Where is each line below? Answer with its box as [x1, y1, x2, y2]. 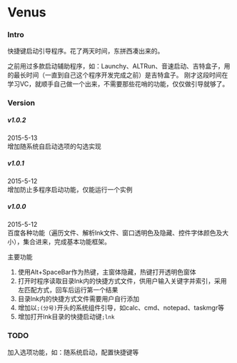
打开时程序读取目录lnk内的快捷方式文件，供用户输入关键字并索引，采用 [17, 277, 227, 285]
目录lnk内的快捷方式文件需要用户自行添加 [17, 295, 140, 303]
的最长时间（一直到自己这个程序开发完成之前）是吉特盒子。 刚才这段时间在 [7, 71, 228, 79]
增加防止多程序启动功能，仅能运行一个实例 [7, 185, 133, 194]
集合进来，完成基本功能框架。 [22, 237, 111, 246]
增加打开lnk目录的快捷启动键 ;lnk [17, 312, 115, 321]
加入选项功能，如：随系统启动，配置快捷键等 [7, 347, 139, 357]
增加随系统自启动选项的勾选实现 [7, 142, 101, 150]
